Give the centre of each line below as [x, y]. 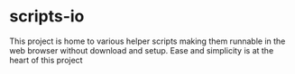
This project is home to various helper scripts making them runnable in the [147, 41]
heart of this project [46, 60]
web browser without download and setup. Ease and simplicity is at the [142, 50]
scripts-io [47, 16]
